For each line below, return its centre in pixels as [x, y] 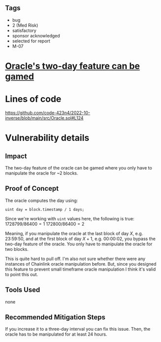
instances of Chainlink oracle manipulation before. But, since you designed [81, 264]
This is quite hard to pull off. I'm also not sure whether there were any [75, 259]
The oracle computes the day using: [41, 200]
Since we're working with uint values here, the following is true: [70, 218]
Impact [16, 156]
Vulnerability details [47, 138]
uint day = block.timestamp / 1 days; [45, 209]
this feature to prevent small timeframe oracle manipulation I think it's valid [80, 269]
